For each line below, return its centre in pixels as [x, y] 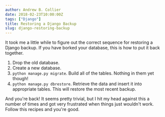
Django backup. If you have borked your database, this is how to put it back [82, 48]
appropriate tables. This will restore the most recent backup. [74, 89]
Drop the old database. [36, 63]
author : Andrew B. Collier [33, 10]
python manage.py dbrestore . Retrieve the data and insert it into [77, 84]
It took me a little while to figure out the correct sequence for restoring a [79, 42]
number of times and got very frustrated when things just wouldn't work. [80, 104]
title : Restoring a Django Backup [41, 24]
